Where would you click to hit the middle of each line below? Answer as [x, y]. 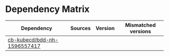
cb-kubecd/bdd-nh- [33, 39]
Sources [80, 28]
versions [141, 31]
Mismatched [140, 25]
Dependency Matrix [47, 9]
